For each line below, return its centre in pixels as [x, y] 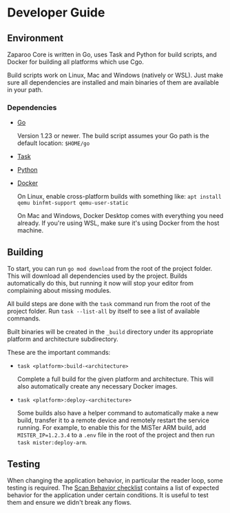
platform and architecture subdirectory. [63, 339]
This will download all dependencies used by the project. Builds [97, 276]
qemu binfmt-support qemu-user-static [73, 203]
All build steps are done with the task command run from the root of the [109, 304]
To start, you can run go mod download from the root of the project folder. [110, 269]
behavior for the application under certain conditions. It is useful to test [108, 495]
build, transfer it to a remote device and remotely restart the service [113, 420]
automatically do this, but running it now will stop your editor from [101, 283]
